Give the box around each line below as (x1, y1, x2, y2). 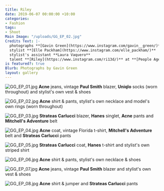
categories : (5, 16, 29, 21)
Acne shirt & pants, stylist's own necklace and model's (39, 98, 150, 104)
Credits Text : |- (5, 39, 41, 44)
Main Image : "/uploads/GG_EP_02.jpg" (5, 35, 82, 39)
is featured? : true (5, 61, 45, 66)
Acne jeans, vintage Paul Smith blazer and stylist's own (39, 166, 151, 172)
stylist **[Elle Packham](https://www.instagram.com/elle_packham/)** (9, 48, 156, 52)
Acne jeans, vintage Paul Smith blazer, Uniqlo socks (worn (38, 84, 158, 89)
